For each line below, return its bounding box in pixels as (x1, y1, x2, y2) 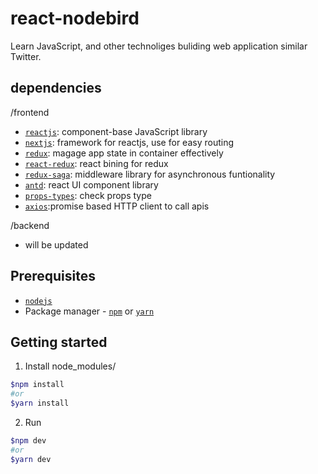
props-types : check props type (24, 189, 152, 201)
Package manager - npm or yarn (24, 305, 155, 317)
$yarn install (10, 398, 70, 409)
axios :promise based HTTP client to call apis (24, 200, 210, 212)
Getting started (10, 333, 108, 351)
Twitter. (10, 50, 42, 62)
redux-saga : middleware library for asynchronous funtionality (24, 168, 276, 180)
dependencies (10, 80, 102, 97)
